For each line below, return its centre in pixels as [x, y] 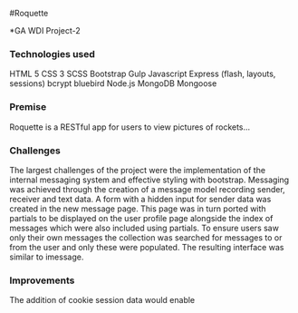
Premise [28, 107]
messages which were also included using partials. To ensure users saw [144, 228]
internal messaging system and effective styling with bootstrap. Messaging [149, 180]
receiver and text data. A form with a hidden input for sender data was [140, 199]
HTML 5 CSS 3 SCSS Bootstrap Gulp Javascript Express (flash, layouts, [143, 74]
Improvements [42, 280]
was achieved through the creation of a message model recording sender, [147, 189]
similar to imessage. [47, 257]
